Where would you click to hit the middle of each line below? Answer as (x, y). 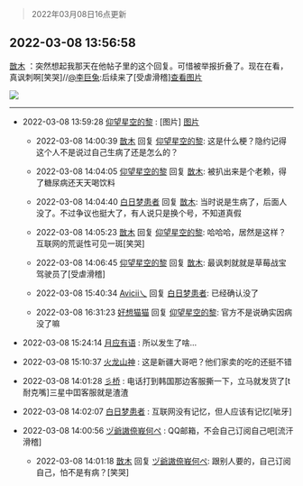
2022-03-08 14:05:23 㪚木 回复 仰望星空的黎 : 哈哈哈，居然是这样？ (161, 232)
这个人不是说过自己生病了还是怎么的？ (107, 151)
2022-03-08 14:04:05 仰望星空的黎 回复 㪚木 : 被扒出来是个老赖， (157, 171)
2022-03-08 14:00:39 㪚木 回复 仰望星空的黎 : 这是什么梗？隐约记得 (161, 141)
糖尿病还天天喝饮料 (79, 182)
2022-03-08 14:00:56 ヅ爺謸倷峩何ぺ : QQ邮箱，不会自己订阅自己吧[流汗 (158, 430)
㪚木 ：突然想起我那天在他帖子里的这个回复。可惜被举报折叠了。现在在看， (149, 66)
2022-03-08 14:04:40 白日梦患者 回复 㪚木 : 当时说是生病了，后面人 (161, 201)
